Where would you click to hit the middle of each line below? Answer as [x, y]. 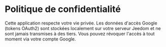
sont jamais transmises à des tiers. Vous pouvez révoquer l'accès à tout [80, 33]
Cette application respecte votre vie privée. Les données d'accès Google [81, 23]
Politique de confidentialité [63, 9]
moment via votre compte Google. [40, 39]
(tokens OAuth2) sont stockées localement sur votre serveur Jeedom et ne [83, 28]
